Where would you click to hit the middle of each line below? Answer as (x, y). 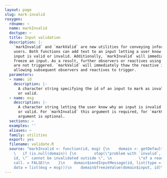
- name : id (20, 79)
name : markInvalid (28, 28)
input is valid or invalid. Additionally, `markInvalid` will (80, 56)
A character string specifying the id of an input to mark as (84, 89)
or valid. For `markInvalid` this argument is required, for (83, 112)
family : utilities (28, 135)
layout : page (18, 10)
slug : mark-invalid (25, 14)
